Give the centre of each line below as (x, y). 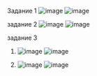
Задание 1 (22, 11)
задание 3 (22, 38)
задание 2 (22, 24)
